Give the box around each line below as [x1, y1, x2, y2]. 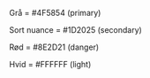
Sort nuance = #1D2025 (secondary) [9, 25, 143, 35]
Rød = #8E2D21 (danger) [9, 42, 100, 52]
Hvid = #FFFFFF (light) [9, 59, 92, 69]
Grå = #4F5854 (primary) [9, 8, 101, 18]
